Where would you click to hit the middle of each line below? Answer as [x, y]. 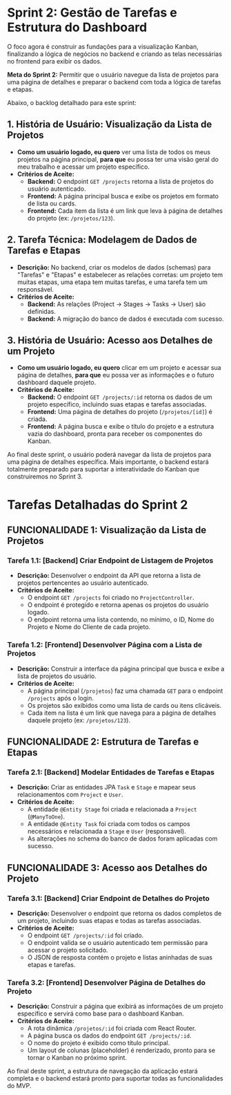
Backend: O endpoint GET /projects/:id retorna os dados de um [120, 397]
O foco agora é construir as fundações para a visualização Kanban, [103, 46]
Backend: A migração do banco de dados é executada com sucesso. [125, 319]
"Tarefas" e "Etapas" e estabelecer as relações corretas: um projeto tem [120, 274]
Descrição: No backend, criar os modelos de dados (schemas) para [114, 267]
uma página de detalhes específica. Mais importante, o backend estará [108, 462]
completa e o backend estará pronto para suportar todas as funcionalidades [115, 1078]
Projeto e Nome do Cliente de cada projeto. [89, 627]
